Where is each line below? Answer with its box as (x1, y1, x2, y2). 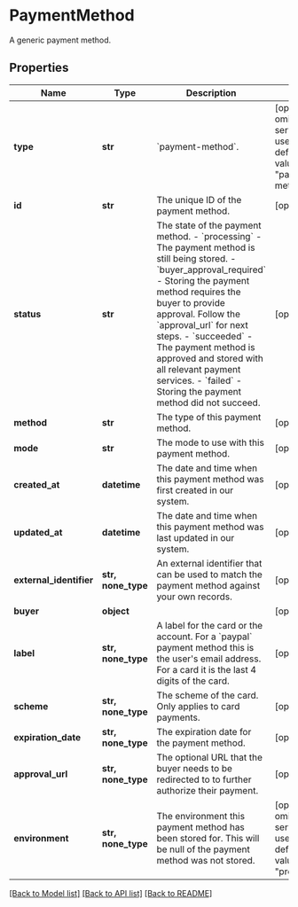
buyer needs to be (156, 762, 232, 774)
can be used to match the (156, 568, 263, 581)
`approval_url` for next (156, 318, 248, 331)
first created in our (156, 484, 234, 497)
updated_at (13, 526, 63, 538)
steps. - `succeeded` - (156, 330, 253, 342)
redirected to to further (156, 773, 252, 786)
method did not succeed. (156, 396, 261, 409)
